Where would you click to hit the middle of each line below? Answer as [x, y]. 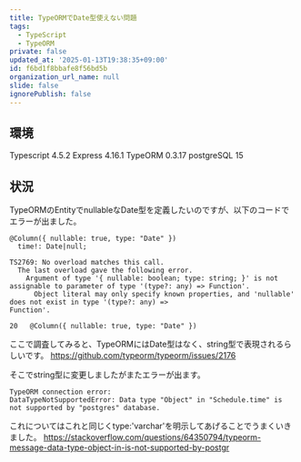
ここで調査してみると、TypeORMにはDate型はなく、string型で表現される [147, 344]
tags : [20, 26]
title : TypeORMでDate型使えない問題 [73, 18]
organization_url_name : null [65, 77]
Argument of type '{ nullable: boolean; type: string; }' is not [152, 278]
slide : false [34, 85]
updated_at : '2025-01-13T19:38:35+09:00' [89, 60]
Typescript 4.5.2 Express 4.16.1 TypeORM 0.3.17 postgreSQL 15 [126, 156]
